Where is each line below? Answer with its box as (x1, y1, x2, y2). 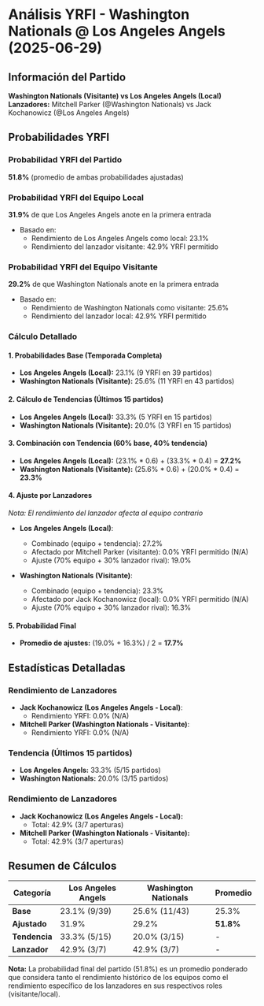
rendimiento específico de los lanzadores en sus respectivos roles (8, 981, 222, 990)
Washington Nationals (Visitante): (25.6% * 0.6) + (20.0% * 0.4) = (19, 464, 240, 473)
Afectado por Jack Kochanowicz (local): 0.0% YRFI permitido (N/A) (31, 595, 249, 604)
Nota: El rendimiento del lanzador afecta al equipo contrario (8, 508, 203, 518)
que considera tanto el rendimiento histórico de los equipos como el (8, 973, 229, 982)
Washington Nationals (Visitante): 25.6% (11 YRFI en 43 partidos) (19, 377, 235, 386)
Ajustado (12, 919, 47, 930)
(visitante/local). (8, 989, 60, 999)
